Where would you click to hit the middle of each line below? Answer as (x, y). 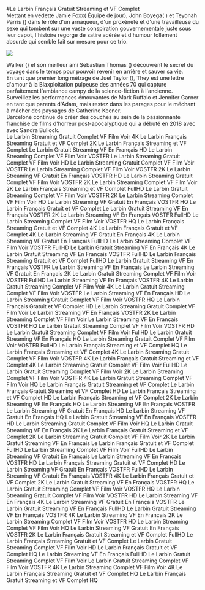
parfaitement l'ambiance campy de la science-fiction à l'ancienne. (90, 91)
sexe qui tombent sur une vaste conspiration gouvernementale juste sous (99, 28)
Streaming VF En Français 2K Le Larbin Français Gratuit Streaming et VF (97, 430)
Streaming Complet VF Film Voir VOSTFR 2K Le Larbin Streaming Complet (99, 195)
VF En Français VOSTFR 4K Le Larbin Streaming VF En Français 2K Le (95, 515)
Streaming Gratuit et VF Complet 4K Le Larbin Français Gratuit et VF (92, 228)
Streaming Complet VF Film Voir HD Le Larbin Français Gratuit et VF (92, 548)
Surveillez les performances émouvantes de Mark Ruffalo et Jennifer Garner (102, 97)
